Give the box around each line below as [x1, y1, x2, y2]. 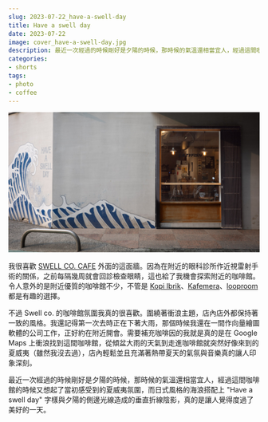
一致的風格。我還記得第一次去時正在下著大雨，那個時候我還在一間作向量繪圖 [8, 318, 260, 328]
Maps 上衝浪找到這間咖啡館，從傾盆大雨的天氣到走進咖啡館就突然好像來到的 [8, 338, 259, 348]
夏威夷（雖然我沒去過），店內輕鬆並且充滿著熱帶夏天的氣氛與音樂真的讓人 [8, 348, 250, 358]
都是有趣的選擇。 [8, 291, 65, 301]
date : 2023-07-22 [8, 30, 66, 37]
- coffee [8, 89, 37, 97]
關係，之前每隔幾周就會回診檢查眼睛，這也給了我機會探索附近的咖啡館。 [22, 271, 260, 281]
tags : [8, 72, 26, 80]
